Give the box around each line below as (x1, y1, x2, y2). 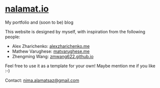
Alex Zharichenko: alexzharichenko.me (12, 43, 90, 49)
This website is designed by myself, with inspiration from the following (5, 29, 145, 34)
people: (5, 34, 20, 40)
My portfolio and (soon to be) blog (5, 19, 74, 25)
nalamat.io (5, 3, 49, 15)
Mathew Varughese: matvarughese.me (12, 48, 90, 54)
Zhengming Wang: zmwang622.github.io (12, 53, 94, 59)
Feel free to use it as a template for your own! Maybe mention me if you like (5, 63, 156, 69)
